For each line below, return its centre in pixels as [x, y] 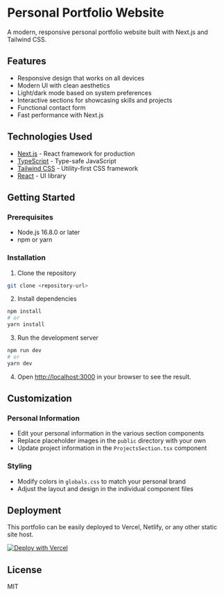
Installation [27, 258]
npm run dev [24, 351]
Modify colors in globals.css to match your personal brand [101, 481]
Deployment [34, 511]
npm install [24, 312]
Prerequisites [30, 217]
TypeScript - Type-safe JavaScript [67, 160]
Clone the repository [46, 273]
